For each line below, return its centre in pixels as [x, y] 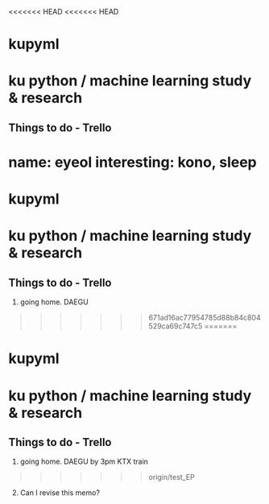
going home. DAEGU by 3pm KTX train [84, 461]
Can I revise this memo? [60, 493]
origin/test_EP [172, 477]
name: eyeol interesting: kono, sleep [132, 162]
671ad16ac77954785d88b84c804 [205, 318]
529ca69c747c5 [176, 326]
